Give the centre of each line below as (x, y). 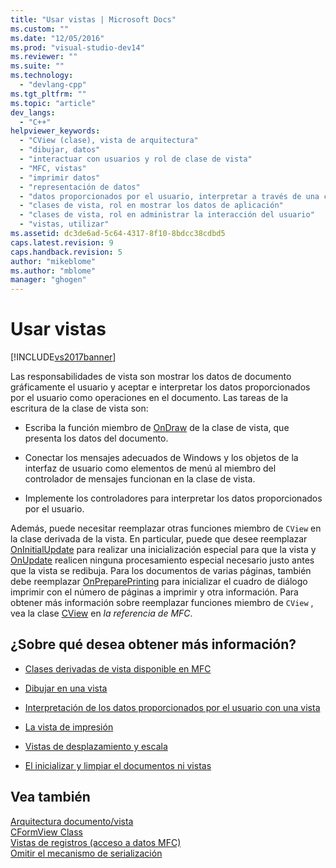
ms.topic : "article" (53, 103)
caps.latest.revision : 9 (62, 242)
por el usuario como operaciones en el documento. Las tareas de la (149, 398)
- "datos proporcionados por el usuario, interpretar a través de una (169, 196)
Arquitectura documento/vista (72, 821)
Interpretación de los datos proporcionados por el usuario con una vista (172, 707)
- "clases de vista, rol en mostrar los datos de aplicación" (151, 206)
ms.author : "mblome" (53, 271)
